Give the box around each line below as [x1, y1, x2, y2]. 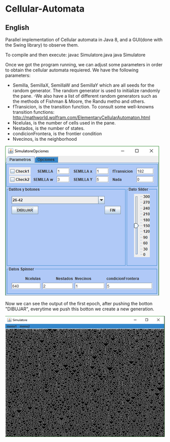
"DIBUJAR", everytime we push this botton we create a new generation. [5, 306, 154, 312]
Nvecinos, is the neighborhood [12, 136, 77, 142]
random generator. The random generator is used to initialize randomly [12, 88, 160, 94]
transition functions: [12, 109, 55, 115]
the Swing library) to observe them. [5, 42, 79, 48]
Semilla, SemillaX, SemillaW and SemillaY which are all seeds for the [12, 82, 155, 88]
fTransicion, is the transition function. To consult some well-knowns [12, 104, 154, 109]
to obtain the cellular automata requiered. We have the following [5, 67, 139, 73]
